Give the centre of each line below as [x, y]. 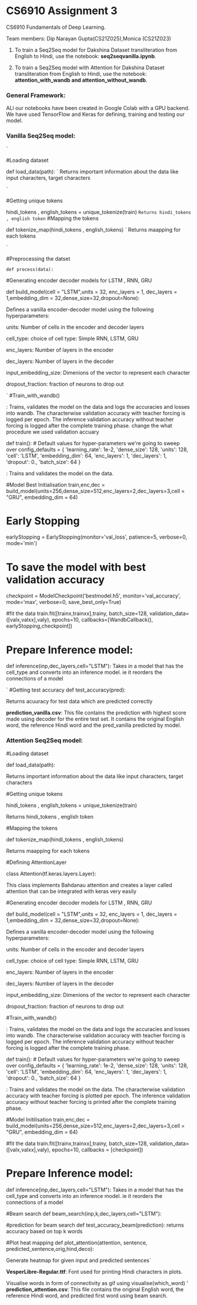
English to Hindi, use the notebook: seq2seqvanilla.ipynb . [85, 56]
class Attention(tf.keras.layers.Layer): [51, 873]
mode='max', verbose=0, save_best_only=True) [64, 602]
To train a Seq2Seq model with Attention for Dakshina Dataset [89, 67]
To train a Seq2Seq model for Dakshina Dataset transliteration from [96, 50]
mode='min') [22, 543]
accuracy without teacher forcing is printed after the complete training [91, 1102]
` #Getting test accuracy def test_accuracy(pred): [66, 690]
